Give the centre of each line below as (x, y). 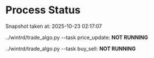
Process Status (43, 10)
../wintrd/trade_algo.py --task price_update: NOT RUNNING (77, 37)
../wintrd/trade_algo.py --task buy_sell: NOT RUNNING (71, 48)
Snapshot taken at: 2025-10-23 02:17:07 (54, 26)
